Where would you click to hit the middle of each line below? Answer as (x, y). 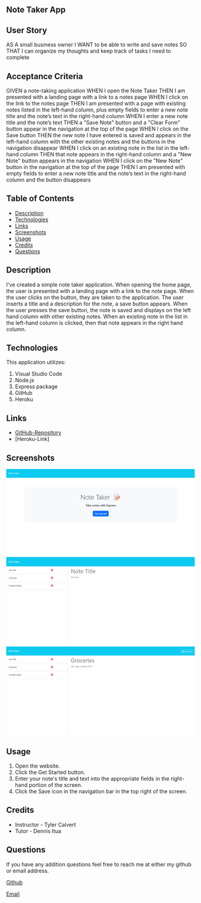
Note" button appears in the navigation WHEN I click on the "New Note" (95, 161)
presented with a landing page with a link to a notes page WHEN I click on (97, 97)
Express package (36, 386)
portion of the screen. (56, 785)
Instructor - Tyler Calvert (45, 825)
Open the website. (37, 766)
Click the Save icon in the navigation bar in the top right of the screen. (101, 791)
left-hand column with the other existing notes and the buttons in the (91, 142)
